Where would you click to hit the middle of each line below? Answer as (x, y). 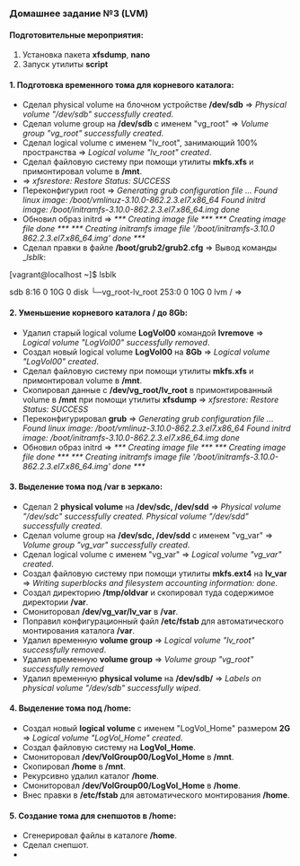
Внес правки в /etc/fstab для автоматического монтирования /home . (156, 795)
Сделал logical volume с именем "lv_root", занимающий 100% (140, 143)
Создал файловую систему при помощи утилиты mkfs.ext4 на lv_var (154, 573)
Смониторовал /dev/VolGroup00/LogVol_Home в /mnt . (128, 757)
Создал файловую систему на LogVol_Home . (109, 747)
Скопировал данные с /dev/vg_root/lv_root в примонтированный (147, 389)
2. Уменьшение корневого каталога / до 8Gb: (99, 312)
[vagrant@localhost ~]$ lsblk (63, 275)
